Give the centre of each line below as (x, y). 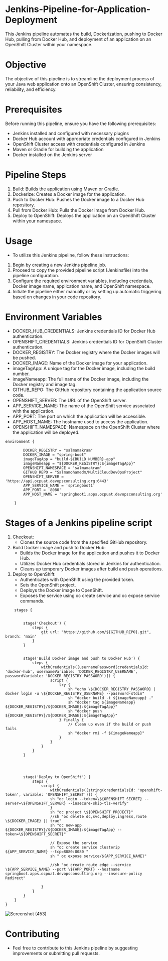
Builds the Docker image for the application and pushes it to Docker (90, 553)
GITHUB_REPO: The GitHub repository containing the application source (87, 390)
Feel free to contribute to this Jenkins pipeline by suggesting (75, 948)
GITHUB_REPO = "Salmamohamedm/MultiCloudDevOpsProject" (83, 472)
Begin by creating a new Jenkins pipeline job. (59, 265)
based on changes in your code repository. (57, 297)
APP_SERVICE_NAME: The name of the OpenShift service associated (84, 406)
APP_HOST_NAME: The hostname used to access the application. (80, 422)
